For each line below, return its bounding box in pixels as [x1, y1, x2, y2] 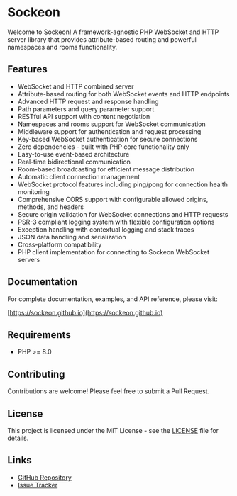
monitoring [17, 187, 50, 196]
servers [17, 255, 40, 264]
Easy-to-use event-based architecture [17, 150, 130, 158]
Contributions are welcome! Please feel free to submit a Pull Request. [7, 387, 210, 395]
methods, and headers [17, 203, 84, 211]
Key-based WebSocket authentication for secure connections [17, 135, 198, 143]
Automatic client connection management [17, 172, 140, 181]
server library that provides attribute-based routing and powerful [7, 35, 197, 43]
